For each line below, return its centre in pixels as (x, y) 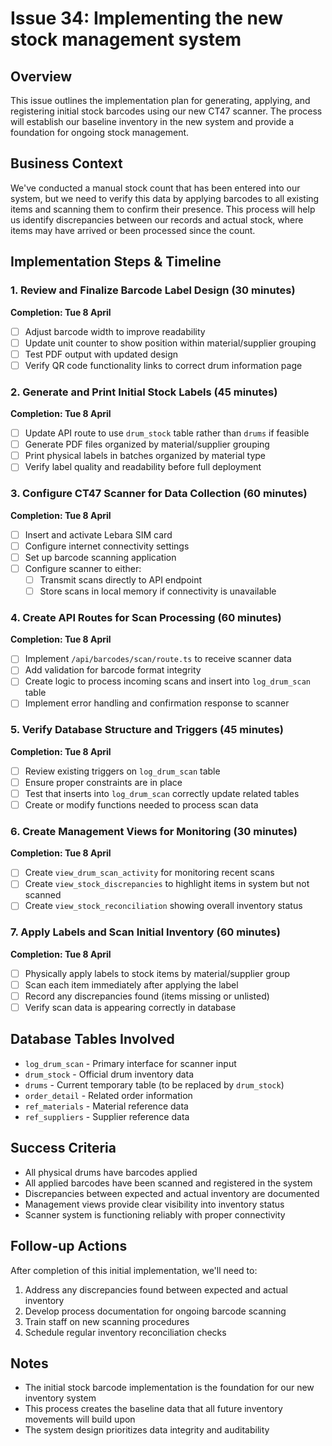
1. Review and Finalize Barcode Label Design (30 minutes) (153, 290)
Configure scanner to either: (83, 568)
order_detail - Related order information (108, 1095)
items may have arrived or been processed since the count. (133, 230)
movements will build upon (80, 1419)
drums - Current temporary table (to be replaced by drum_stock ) (154, 1084)
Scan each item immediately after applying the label (131, 984)
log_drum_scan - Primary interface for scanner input (130, 1063)
